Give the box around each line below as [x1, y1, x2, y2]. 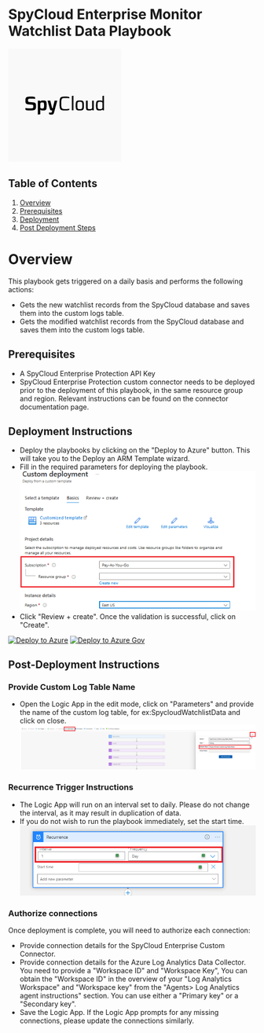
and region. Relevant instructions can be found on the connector [19, 394, 229, 403]
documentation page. [19, 402, 90, 412]
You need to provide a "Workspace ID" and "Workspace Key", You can [19, 966, 247, 976]
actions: [8, 284, 34, 294]
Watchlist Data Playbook [8, 22, 171, 40]
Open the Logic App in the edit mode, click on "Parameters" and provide [19, 699, 254, 709]
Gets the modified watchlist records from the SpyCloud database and [19, 317, 244, 326]
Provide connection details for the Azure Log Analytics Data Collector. [19, 958, 246, 967]
